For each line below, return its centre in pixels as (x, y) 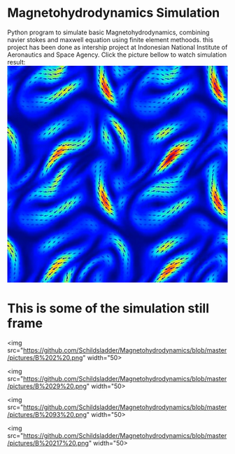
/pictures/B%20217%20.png (48, 443)
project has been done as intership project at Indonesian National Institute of (117, 47)
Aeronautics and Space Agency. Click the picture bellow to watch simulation (117, 55)
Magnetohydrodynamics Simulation (114, 13)
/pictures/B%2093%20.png (47, 414)
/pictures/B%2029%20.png (47, 386)
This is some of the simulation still (108, 309)
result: (16, 62)
